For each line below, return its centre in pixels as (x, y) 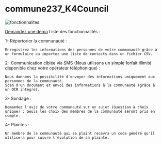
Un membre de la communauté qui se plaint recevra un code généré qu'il (80, 133)
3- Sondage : (18, 98)
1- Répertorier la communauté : (36, 41)
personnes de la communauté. (34, 81)
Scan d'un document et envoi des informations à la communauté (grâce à (80, 85)
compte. (13, 116)
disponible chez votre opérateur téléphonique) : (53, 68)
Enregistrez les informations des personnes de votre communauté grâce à (81, 50)
